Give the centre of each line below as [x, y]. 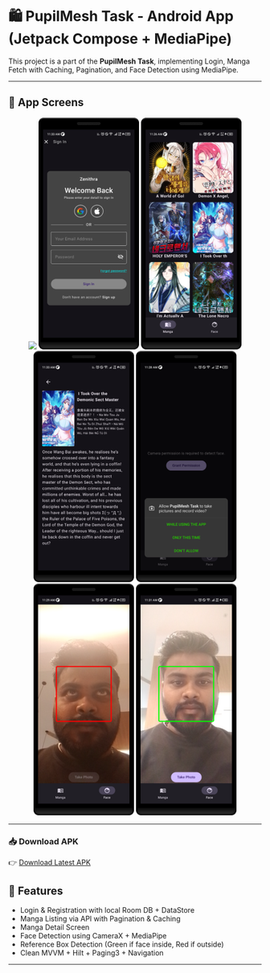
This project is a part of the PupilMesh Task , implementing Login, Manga [129, 61]
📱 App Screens [46, 103]
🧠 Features [36, 891]
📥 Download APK [43, 842]
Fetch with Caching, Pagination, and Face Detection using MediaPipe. [123, 69]
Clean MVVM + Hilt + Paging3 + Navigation [92, 953]
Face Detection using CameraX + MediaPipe [93, 936]
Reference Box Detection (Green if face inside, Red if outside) [122, 944]
